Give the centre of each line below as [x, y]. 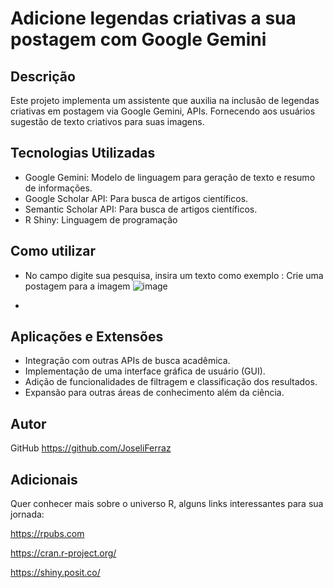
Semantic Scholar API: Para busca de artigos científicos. [141, 209]
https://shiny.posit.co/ [55, 573]
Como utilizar [53, 251]
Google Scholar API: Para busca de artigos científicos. [136, 198]
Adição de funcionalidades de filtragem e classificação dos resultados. [171, 382]
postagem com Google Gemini [138, 39]
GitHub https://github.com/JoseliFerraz [91, 448]
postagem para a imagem [77, 286]
